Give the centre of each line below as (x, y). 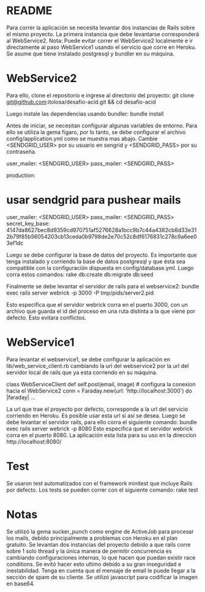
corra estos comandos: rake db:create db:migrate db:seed (80, 274)
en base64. (20, 583)
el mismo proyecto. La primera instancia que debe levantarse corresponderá (103, 34)
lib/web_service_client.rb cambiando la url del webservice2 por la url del (98, 365)
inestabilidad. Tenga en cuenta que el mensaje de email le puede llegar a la (101, 571)
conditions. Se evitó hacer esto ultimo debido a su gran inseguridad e (94, 564)
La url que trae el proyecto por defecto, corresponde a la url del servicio (97, 409)
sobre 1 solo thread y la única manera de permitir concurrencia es (89, 551)
